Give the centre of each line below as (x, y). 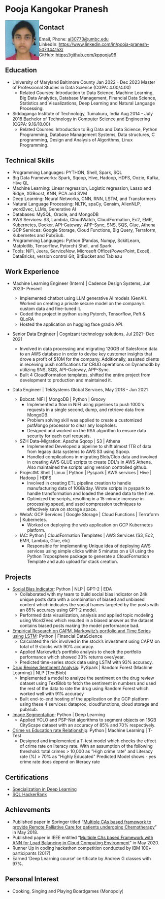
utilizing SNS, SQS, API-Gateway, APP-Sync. (65, 370)
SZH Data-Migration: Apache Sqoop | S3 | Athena (70, 441)
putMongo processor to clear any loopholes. (72, 425)
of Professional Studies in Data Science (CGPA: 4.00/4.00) (72, 87)
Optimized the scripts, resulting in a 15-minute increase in (85, 499)
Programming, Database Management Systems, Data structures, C (87, 135)
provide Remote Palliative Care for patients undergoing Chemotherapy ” (84, 827)
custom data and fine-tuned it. (50, 309)
